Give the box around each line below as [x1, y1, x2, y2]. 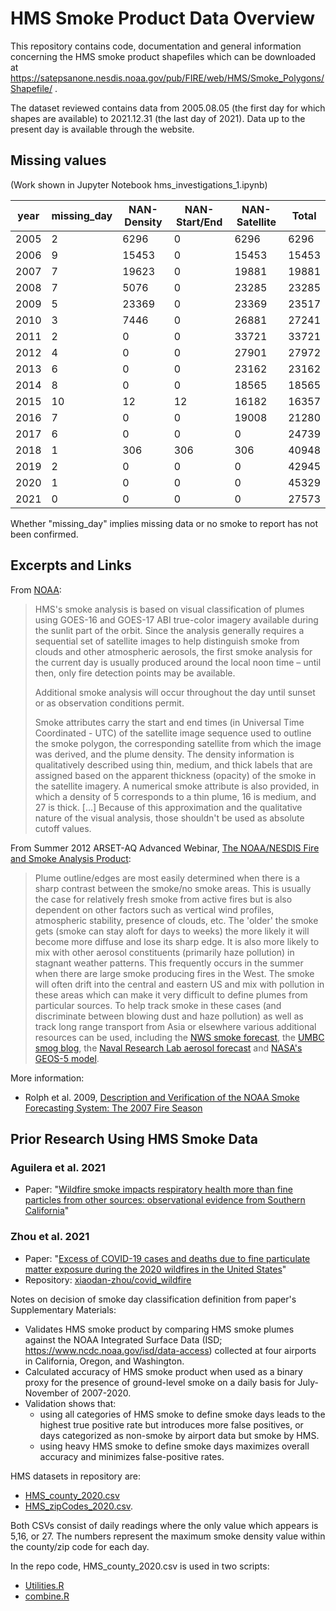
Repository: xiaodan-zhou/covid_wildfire [24, 1273, 192, 1286]
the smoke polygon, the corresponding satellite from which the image [34, 737, 322, 749]
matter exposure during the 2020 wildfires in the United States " [24, 1263, 287, 1275]
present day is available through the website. [10, 123, 195, 135]
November [24, 1387, 69, 1399]
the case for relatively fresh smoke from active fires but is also [34, 893, 293, 905]
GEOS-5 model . [34, 1052, 100, 1064]
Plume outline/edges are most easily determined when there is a [34, 872, 301, 884]
